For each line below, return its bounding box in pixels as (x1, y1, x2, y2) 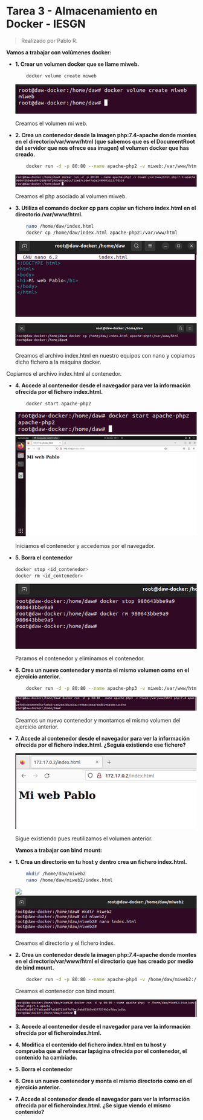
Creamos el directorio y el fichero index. (14, 939, 115, 947)
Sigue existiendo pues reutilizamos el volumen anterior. (14, 835, 153, 842)
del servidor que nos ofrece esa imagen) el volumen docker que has (14, 144, 189, 152)
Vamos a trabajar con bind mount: (14, 847, 103, 854)
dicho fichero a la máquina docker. (14, 358, 101, 365)
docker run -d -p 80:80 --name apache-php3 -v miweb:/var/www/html (26, 685, 199, 691)
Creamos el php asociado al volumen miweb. (14, 193, 127, 200)
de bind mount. (14, 964, 54, 971)
